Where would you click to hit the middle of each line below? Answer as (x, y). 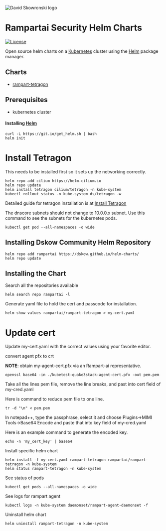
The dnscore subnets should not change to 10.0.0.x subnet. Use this (75, 213)
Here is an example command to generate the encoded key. (67, 432)
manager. (15, 56)
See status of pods (24, 478)
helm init (15, 138)
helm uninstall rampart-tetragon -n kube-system (57, 524)
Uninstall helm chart (26, 515)
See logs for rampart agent (33, 496)
